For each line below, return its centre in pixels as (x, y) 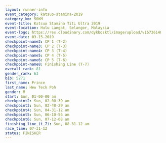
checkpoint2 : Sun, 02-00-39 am (37, 101)
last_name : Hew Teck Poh (31, 87)
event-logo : (17, 32)
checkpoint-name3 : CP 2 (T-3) (36, 46)
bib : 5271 (15, 78)
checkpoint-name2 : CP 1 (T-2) (36, 42)
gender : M (15, 92)
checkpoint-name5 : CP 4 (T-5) (36, 55)
